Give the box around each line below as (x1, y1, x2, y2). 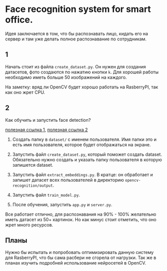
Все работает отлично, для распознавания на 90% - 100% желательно (5, 211, 157, 217)
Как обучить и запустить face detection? (5, 117, 91, 123)
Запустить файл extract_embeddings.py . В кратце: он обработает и (12, 171, 153, 178)
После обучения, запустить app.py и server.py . (12, 201, 113, 208)
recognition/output (12, 183, 53, 188)
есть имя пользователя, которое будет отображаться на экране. (12, 141, 151, 148)
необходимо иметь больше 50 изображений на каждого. (5, 74, 127, 80)
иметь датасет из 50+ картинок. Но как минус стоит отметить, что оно (5, 216, 157, 223)
